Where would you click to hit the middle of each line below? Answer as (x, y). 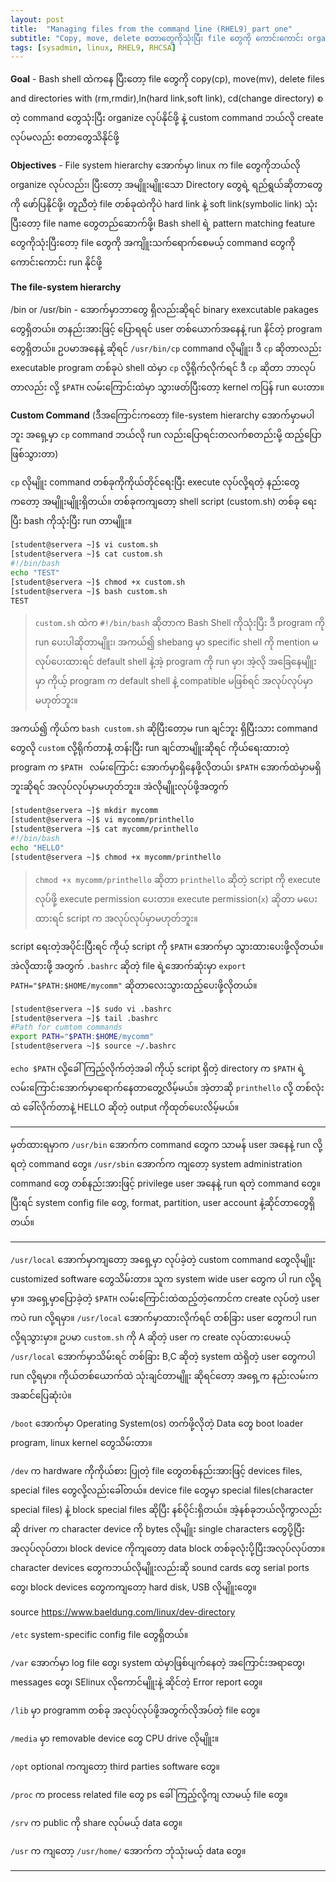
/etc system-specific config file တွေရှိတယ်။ (99, 1634)
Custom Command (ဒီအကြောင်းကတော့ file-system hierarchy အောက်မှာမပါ (162, 415)
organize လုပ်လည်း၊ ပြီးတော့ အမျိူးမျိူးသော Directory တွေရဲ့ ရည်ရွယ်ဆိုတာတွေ (166, 185)
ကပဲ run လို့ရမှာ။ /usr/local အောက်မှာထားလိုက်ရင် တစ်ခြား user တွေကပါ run (163, 1317)
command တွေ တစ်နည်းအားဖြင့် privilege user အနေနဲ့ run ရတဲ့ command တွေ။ (166, 1183)
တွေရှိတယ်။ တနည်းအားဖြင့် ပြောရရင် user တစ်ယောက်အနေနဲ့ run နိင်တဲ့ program (166, 329)
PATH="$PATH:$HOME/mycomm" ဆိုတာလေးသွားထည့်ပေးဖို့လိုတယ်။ (134, 985)
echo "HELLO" (37, 847)
